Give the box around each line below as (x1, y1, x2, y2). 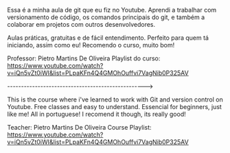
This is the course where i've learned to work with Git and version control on (7, 95, 223, 104)
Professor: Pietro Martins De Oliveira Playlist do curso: (7, 54, 161, 62)
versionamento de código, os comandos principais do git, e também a (7, 13, 205, 21)
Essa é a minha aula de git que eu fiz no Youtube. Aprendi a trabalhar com (7, 6, 217, 14)
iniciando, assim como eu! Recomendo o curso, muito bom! (7, 41, 175, 49)
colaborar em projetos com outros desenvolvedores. (7, 21, 156, 28)
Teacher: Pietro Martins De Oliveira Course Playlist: (7, 123, 152, 131)
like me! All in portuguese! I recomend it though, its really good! (7, 110, 187, 118)
